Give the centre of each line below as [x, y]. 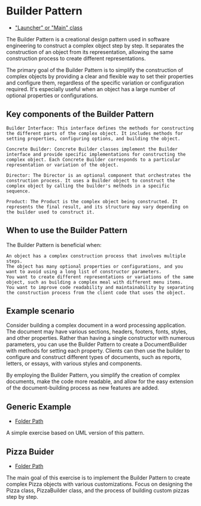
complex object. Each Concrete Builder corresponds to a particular [93, 159]
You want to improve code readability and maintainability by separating [100, 287]
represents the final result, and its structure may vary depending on [97, 207]
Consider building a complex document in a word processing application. [96, 326]
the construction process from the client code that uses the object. [96, 293]
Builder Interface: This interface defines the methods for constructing [100, 128]
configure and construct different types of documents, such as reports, [94, 357]
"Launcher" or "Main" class [48, 28]
